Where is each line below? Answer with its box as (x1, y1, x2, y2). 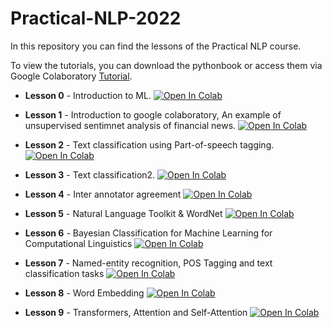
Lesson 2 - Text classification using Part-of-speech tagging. (24, 138, 275, 151)
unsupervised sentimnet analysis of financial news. (24, 119, 237, 131)
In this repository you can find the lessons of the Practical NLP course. (10, 40, 302, 52)
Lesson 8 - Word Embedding (24, 287, 145, 299)
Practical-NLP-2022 (10, 7, 182, 30)
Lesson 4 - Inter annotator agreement (24, 188, 182, 200)
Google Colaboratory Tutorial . (10, 70, 133, 82)
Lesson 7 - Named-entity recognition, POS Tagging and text (24, 257, 273, 269)
